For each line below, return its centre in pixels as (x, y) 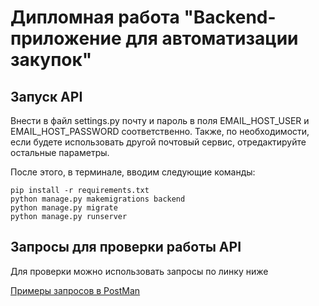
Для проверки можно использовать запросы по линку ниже (139, 271)
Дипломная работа (95, 17)
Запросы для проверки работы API (126, 247)
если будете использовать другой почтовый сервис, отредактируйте (158, 142)
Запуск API (46, 96)
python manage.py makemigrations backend (98, 199)
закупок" (51, 60)
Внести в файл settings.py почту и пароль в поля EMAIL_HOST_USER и (160, 120)
